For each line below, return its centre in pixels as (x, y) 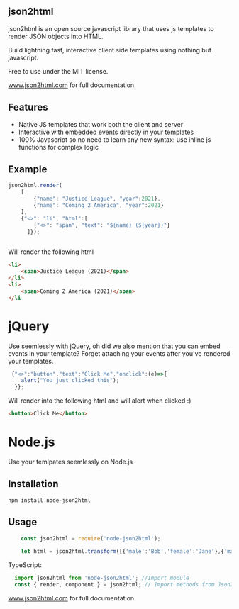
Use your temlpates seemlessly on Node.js (71, 462)
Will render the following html (51, 252)
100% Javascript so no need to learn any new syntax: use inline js (115, 139)
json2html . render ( (35, 186)
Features (28, 107)
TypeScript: (25, 565)
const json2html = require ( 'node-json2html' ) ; (91, 538)
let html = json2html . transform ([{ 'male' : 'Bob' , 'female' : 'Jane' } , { (122, 552)
